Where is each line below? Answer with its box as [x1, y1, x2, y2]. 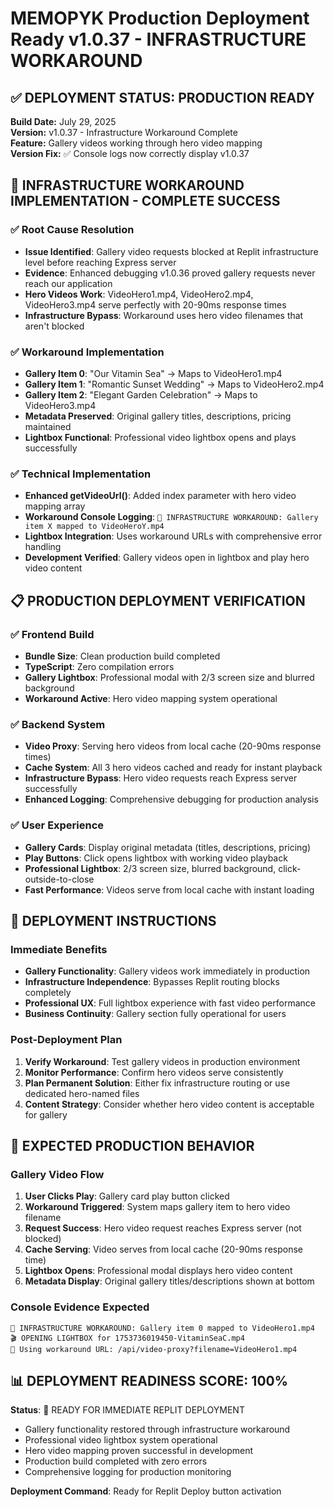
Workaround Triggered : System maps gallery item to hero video [24, 1201, 291, 1213]
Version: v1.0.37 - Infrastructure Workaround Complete [10, 127, 238, 138]
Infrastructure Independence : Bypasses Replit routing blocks [24, 976, 280, 988]
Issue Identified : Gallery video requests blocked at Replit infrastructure [24, 245, 319, 257]
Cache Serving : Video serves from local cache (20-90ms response [24, 1243, 303, 1256]
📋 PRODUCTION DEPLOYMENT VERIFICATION [10, 592, 306, 609]
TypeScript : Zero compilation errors [24, 660, 175, 672]
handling [24, 541, 62, 553]
